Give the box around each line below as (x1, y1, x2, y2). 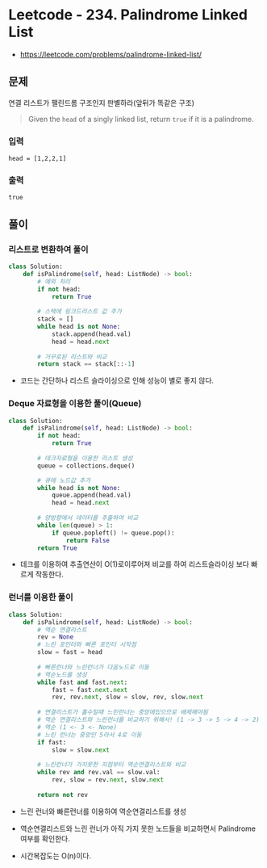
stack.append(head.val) (51, 329, 131, 338)
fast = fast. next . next (51, 686, 128, 694)
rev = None (37, 633, 74, 641)
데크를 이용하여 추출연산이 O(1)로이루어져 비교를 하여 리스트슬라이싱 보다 (19, 560, 250, 569)
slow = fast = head (37, 648, 103, 656)
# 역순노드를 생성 (37, 670, 87, 679)
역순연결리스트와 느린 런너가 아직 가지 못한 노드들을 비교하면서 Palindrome (19, 824, 257, 833)
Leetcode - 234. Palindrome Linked (8, 6, 248, 24)
